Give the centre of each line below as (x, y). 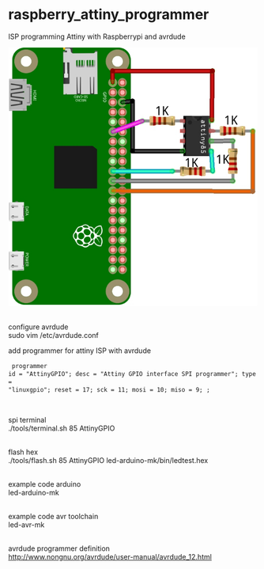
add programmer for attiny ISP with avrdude (80, 351)
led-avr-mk (26, 525)
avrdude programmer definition (59, 548)
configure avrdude (38, 327)
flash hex (23, 452)
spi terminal (27, 420)
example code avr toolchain (53, 517)
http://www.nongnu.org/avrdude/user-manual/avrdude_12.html (110, 557)
